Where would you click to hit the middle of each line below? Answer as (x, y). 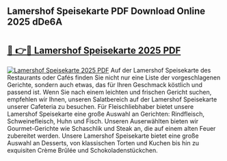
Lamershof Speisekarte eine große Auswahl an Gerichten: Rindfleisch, (106, 114)
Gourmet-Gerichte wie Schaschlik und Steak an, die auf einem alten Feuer (111, 128)
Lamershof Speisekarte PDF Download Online (106, 11)
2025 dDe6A (35, 22)
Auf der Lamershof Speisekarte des (161, 70)
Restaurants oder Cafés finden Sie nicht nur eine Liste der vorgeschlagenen (114, 77)
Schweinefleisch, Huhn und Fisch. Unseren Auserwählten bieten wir (103, 121)
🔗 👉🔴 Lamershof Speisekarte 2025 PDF (94, 50)
